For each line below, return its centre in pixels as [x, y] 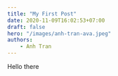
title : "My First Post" [42, 14]
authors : [20, 40]
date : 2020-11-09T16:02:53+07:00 [56, 20]
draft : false [26, 27]
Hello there [23, 66]
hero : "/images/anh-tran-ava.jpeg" [59, 33]
